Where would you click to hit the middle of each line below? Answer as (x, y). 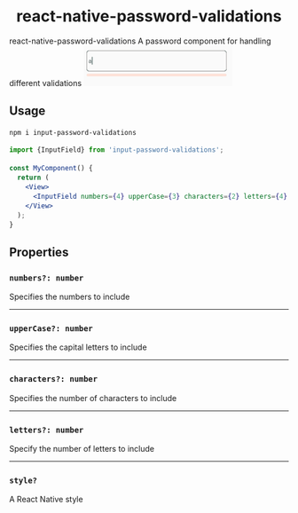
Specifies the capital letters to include (78, 347)
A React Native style (46, 500)
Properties (39, 252)
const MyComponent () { (51, 169)
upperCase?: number (51, 329)
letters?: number (47, 430)
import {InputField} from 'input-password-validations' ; (117, 150)
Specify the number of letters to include (82, 449)
